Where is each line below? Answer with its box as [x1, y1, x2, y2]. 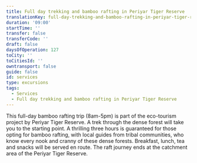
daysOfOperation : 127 [6, 47, 59, 53]
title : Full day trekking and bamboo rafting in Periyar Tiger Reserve [6, 8, 185, 15]
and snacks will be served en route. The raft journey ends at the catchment [6, 144, 188, 151]
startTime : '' [6, 25, 41, 31]
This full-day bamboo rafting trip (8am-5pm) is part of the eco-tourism [6, 112, 177, 119]
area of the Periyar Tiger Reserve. [6, 149, 88, 157]
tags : [6, 85, 19, 91]
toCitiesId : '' [6, 58, 43, 64]
